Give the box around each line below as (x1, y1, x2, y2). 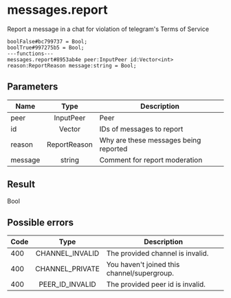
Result (7, 178, 36, 191)
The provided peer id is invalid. (106, 279, 206, 289)
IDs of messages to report (99, 124, 184, 134)
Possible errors (7, 216, 74, 228)
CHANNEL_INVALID (35, 248, 100, 258)
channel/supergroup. (106, 268, 174, 278)
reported (99, 144, 128, 153)
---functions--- (7, 50, 54, 57)
